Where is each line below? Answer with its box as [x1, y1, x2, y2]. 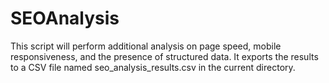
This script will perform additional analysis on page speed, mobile [10, 40, 282, 52]
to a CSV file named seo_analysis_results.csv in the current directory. [10, 61, 296, 73]
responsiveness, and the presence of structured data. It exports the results [10, 50, 319, 62]
